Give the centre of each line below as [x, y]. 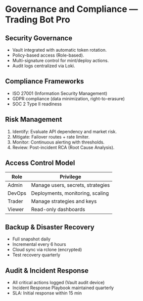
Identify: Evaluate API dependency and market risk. [65, 131]
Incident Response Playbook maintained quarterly [63, 288]
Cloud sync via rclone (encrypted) [47, 250]
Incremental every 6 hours [39, 244]
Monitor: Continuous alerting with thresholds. [58, 142]
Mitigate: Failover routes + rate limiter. [51, 137]
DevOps [17, 193]
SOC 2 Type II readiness [37, 104]
